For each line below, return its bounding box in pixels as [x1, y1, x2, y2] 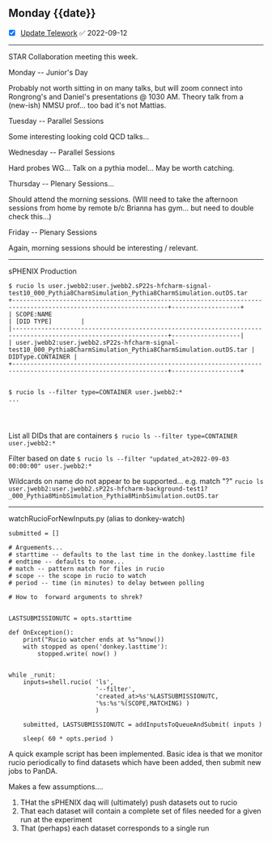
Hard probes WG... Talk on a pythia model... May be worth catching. [8, 163, 235, 172]
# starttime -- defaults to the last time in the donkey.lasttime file [8, 550, 255, 559]
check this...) [8, 211, 52, 221]
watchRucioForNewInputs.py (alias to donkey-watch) [8, 513, 185, 523]
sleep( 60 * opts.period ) [23, 734, 114, 743]
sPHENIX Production [8, 266, 77, 276]
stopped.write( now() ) [37, 649, 117, 658]
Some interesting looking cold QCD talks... [8, 131, 150, 141]
